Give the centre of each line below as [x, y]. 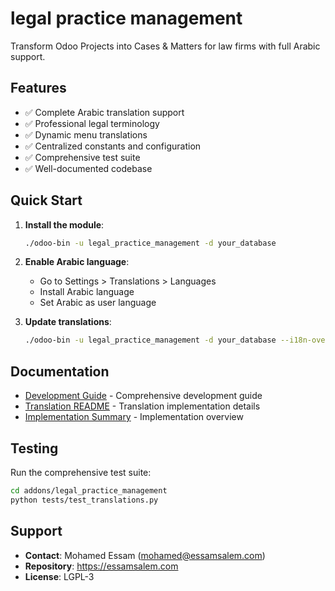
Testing [34, 448]
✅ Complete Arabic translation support [104, 112]
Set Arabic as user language [98, 303]
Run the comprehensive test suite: [81, 472]
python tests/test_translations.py [84, 500]
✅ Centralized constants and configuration [113, 146]
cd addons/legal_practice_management [89, 490]
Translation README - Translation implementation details [142, 406]
